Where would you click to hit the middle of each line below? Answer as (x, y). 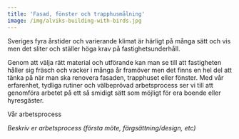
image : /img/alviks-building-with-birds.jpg (75, 21)
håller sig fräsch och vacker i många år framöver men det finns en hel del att (119, 70)
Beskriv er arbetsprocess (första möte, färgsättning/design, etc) (102, 128)
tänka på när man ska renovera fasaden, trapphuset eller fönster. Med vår (116, 77)
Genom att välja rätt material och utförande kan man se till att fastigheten (115, 62)
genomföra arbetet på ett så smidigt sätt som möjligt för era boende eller (114, 93)
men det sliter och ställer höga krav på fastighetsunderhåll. (94, 48)
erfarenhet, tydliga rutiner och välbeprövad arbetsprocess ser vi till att (111, 85)
